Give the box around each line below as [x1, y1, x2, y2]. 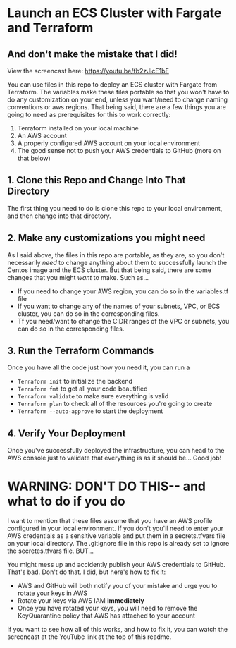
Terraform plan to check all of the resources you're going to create [17, 400, 213, 408]
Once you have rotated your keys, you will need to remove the [17, 604, 198, 613]
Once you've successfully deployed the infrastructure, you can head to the [7, 446, 225, 455]
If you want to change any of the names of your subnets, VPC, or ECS [17, 302, 221, 310]
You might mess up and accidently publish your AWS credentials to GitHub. [7, 561, 225, 569]
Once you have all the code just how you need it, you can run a [7, 363, 190, 372]
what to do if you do [7, 494, 125, 509]
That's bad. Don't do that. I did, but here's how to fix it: [7, 568, 166, 576]
